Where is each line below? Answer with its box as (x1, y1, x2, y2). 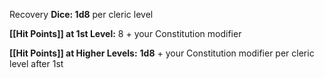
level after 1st (9, 58, 64, 69)
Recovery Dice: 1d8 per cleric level (9, 9, 154, 20)
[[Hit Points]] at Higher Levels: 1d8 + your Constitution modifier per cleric (9, 47, 315, 59)
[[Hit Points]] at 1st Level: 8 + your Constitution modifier (9, 28, 242, 39)
